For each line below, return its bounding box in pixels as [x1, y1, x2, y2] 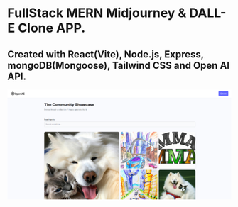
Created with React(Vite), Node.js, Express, [7, 48, 204, 60]
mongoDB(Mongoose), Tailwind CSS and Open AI [7, 59, 229, 72]
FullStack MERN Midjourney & [7, 5, 187, 21]
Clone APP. [17, 20, 86, 36]
